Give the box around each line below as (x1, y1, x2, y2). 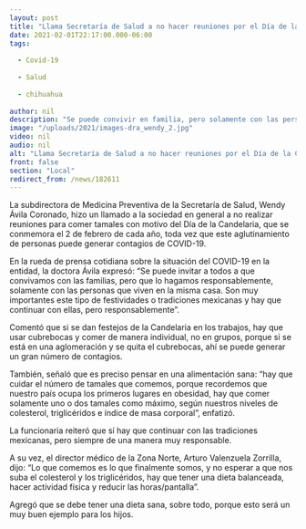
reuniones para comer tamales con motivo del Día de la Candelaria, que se (9, 219, 290, 230)
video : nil (9, 132, 51, 141)
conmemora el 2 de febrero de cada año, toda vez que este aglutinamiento (9, 229, 290, 240)
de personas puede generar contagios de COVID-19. (9, 238, 207, 249)
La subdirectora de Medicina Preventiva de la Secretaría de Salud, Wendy (9, 200, 286, 211)
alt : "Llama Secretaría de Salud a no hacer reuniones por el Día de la (9, 149, 291, 158)
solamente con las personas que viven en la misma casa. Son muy (9, 285, 259, 296)
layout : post (9, 13, 59, 23)
